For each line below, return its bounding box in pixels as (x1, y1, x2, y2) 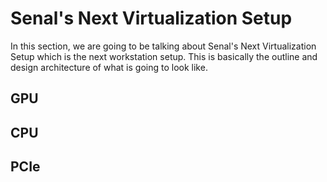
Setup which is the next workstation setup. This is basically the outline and (10, 50, 318, 62)
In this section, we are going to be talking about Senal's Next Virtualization (10, 40, 317, 52)
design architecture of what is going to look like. (10, 61, 208, 73)
